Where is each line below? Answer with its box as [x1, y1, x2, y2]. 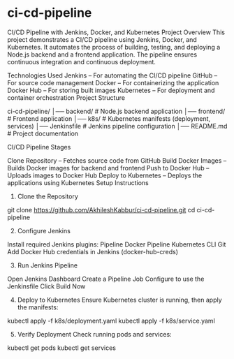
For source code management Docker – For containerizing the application [7, 78, 219, 87]
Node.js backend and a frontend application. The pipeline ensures [7, 50, 198, 59]
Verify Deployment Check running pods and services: [17, 330, 173, 338]
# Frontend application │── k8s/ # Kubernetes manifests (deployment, [7, 114, 211, 123]
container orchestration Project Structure [7, 93, 126, 102]
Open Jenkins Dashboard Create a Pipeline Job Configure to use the [7, 274, 205, 283]
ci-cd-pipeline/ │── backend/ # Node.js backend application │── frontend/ [7, 107, 226, 115]
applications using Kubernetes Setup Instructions [7, 178, 149, 186]
